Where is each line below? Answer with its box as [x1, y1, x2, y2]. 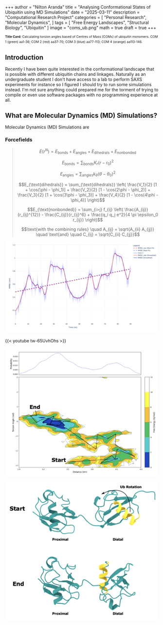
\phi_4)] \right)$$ [70, 197, 106, 203]
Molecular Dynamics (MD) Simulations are [5, 124, 90, 130]
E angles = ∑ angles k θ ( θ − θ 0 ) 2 [60, 170, 116, 178]
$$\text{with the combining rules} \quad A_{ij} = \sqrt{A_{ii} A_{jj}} [21, 226, 155, 232]
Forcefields [5, 136, 33, 143]
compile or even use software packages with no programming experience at [5, 92, 158, 98]
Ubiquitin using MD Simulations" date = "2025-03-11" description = [5, 9, 140, 15]
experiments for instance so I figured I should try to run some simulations [5, 82, 152, 88]
